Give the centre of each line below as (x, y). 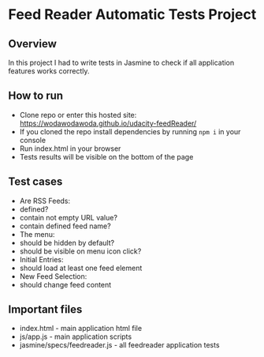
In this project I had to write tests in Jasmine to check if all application (121, 62)
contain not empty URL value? (69, 217)
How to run (36, 96)
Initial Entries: (42, 259)
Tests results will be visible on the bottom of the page (106, 156)
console (32, 140)
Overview (33, 44)
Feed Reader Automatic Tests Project (132, 15)
